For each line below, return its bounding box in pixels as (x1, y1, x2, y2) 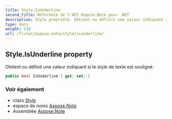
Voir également (5, 85, 45, 92)
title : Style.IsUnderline (5, 7, 60, 13)
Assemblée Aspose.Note (12, 108, 66, 114)
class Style (12, 97, 36, 103)
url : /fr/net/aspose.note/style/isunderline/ (5, 31, 104, 36)
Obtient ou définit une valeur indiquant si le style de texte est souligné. (5, 63, 155, 69)
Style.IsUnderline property (5, 50, 93, 59)
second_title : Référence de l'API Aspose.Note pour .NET (5, 12, 130, 17)
